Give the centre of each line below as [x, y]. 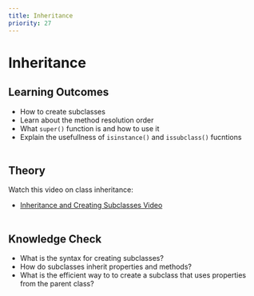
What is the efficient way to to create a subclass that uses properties [133, 275]
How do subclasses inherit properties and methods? [105, 267]
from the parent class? [57, 284]
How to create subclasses [63, 111]
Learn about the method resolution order [87, 120]
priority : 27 [30, 23]
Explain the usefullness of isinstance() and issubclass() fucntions [131, 137]
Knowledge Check [55, 239]
